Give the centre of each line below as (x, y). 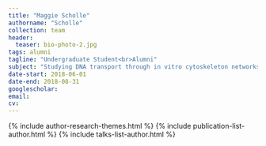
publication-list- (219, 126)
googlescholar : (33, 89)
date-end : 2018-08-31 (44, 81)
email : (19, 96)
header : (21, 37)
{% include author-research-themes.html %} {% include (100, 126)
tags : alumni (30, 52)
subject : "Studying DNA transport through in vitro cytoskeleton (118, 67)
